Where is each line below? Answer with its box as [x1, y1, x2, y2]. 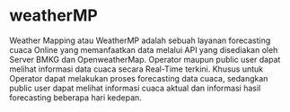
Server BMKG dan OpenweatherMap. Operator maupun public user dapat [9, 54, 281, 65]
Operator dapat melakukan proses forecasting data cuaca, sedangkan [9, 73, 268, 83]
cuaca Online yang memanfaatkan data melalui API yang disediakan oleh [9, 44, 278, 55]
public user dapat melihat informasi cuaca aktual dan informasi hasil [9, 82, 261, 93]
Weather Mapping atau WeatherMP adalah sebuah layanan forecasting [9, 35, 271, 46]
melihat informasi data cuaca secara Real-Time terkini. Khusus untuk [9, 64, 263, 74]
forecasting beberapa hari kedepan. [9, 91, 142, 103]
